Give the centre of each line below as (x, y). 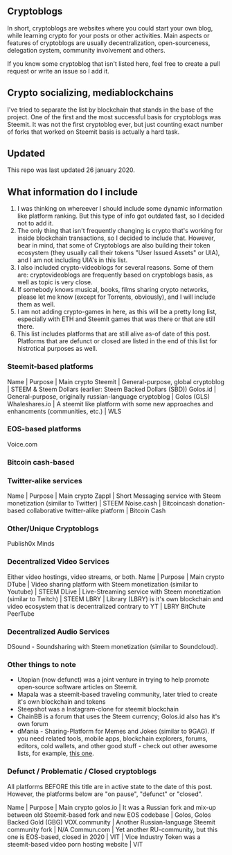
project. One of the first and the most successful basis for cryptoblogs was (114, 116)
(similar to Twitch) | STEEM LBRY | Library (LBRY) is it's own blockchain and (115, 598)
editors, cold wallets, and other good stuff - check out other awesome (117, 746)
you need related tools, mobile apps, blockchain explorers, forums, (112, 739)
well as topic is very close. (55, 282)
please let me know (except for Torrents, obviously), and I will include (116, 297)
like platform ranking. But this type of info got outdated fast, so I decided (121, 216)
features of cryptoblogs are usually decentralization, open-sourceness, (109, 43)
